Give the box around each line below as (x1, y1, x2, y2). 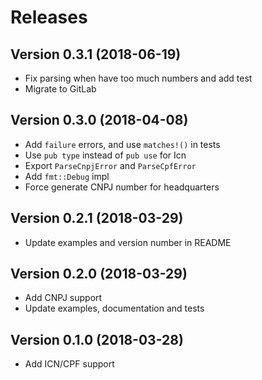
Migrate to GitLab (24, 83, 97, 95)
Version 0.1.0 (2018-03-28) (10, 331, 184, 348)
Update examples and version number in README (24, 236, 232, 248)
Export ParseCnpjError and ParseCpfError (24, 159, 197, 171)
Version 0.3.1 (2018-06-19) (10, 46, 182, 63)
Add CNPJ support (24, 292, 103, 304)
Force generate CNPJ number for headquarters (24, 181, 220, 193)
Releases (10, 6, 88, 29)
